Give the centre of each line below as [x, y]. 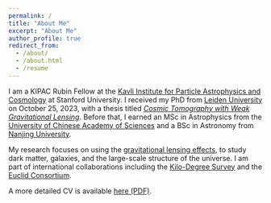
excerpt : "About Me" [43, 31]
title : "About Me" [39, 23]
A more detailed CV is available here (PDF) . [80, 191]
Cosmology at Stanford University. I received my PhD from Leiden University [135, 99]
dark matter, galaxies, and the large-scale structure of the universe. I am [128, 158]
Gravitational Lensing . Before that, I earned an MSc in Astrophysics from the [135, 117]
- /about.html [39, 61]
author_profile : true [45, 38]
